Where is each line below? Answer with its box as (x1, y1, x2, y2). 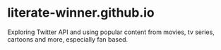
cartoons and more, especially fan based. (7, 35, 129, 43)
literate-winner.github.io (7, 5, 155, 21)
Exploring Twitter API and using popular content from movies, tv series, (7, 28, 215, 36)
